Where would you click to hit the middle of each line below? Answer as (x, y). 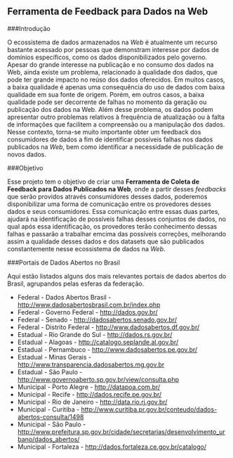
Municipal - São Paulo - (52, 424)
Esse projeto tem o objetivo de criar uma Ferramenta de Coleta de (104, 182)
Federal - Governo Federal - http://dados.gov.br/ (87, 312)
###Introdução (29, 28)
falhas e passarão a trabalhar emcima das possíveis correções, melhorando (117, 234)
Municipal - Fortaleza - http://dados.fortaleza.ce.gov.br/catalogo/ (112, 447)
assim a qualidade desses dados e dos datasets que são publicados (106, 241)
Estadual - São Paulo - (50, 371)
